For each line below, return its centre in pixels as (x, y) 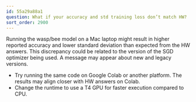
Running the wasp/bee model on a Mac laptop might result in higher (88, 39)
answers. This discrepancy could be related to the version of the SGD (90, 52)
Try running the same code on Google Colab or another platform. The (98, 75)
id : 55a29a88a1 (25, 11)
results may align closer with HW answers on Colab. (77, 81)
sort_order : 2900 (27, 22)
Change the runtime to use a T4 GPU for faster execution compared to (99, 88)
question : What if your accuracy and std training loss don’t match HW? (97, 17)
